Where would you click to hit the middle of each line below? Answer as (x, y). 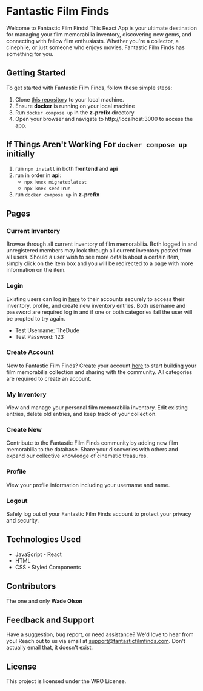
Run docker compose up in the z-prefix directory (75, 112)
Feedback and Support (50, 620)
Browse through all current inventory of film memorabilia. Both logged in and (102, 244)
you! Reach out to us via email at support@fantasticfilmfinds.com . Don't (96, 641)
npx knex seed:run (47, 189)
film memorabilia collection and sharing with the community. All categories (99, 372)
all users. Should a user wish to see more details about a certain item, (93, 257)
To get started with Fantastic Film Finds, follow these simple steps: (89, 88)
